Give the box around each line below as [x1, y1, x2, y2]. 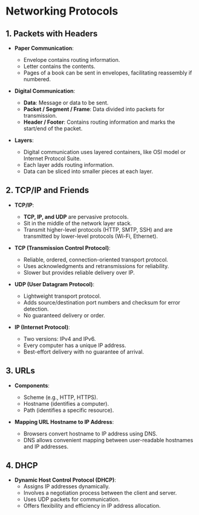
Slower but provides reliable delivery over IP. [23, 269, 135, 276]
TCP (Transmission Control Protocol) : [14, 244, 111, 251]
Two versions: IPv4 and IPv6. [23, 335, 96, 342]
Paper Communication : [14, 44, 74, 52]
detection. [23, 305, 49, 312]
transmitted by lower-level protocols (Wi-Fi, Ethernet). [23, 232, 158, 240]
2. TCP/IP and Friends [5, 185, 89, 195]
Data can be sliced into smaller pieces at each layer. [23, 168, 154, 175]
